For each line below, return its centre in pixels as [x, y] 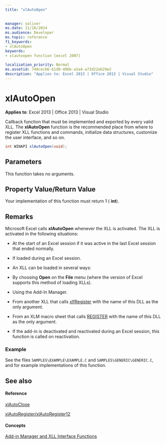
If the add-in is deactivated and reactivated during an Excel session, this [86, 331]
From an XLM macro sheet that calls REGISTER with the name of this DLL [86, 317]
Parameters [23, 162]
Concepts [15, 425]
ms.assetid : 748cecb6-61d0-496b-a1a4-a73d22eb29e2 [58, 70]
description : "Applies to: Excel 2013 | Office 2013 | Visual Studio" [79, 74]
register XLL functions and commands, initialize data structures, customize [81, 132]
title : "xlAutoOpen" [26, 10]
